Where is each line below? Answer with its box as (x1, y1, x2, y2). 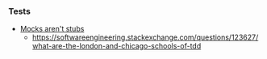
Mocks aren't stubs (19, 24, 85, 34)
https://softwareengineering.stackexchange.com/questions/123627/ (31, 32, 259, 42)
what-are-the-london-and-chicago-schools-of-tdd (31, 41, 202, 51)
